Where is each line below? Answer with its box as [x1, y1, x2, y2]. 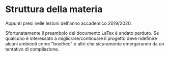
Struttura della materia [5, 4, 103, 15]
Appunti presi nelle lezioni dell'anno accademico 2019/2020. [5, 20, 132, 26]
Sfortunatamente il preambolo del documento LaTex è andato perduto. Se [5, 30, 159, 36]
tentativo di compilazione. [5, 46, 60, 52]
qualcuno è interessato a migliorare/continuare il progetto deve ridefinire [5, 35, 157, 41]
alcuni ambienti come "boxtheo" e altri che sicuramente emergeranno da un [5, 40, 164, 46]
